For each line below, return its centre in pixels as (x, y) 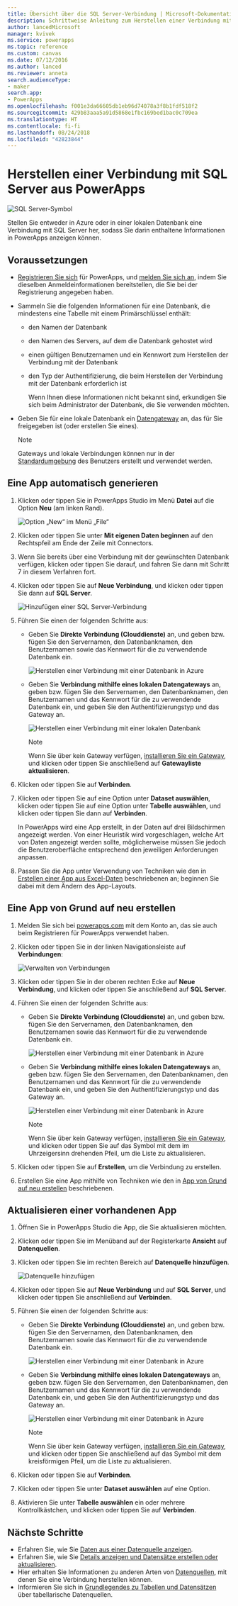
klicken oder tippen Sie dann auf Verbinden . (82, 813)
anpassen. (33, 857)
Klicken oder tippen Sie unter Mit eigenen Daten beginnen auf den (115, 535)
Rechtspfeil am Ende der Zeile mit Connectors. (85, 542)
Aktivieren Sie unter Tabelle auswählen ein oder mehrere (101, 1502)
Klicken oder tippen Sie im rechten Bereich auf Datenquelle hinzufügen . (123, 1262)
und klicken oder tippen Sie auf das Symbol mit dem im (109, 1145)
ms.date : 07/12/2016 (38, 60)
